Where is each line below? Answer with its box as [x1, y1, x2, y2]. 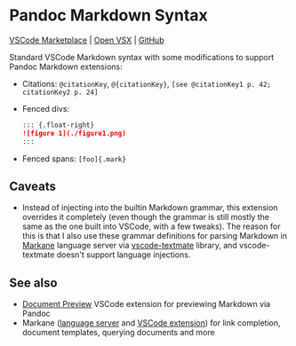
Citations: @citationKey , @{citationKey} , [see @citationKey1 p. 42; [21, 78, 272, 89]
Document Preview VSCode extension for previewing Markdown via [21, 299, 271, 310]
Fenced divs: [21, 103, 69, 114]
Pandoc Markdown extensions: [9, 61, 123, 72]
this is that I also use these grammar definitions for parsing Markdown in [21, 231, 287, 241]
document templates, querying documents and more [21, 327, 215, 338]
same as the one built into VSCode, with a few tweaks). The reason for [21, 221, 281, 232]
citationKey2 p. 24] [21, 88, 99, 97]
